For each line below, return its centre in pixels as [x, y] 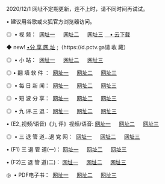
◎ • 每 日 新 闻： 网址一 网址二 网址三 [62, 85]
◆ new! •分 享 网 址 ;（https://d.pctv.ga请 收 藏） [68, 47]
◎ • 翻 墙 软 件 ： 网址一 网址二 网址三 [62, 73]
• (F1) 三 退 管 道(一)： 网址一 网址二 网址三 [67, 149]
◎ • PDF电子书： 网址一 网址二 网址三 [61, 175]
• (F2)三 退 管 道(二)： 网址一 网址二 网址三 [66, 162]
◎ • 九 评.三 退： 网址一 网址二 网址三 [62, 111]
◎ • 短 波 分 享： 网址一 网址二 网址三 [62, 98]
